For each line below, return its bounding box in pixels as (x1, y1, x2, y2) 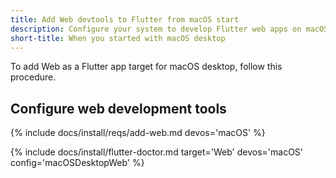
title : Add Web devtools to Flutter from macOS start (10, 14, 240, 25)
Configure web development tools (10, 100, 227, 117)
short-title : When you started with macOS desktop (10, 33, 226, 43)
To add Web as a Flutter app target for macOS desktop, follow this (10, 61, 283, 73)
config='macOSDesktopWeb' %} (10, 157, 145, 169)
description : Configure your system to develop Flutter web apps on (10, 24, 302, 34)
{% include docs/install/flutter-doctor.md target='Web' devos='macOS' (10, 146, 304, 158)
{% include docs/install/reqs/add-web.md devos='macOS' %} (10, 127, 266, 139)
